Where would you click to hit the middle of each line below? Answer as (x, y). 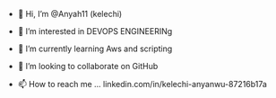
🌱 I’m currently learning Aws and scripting (95, 49)
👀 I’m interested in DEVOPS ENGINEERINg (95, 31)
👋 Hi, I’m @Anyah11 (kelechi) (70, 14)
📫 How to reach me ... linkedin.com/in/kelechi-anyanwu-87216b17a (142, 84)
